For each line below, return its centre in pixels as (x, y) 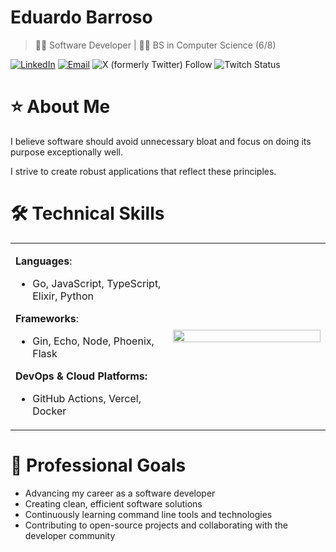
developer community (70, 535)
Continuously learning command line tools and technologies (148, 514)
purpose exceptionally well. (67, 152)
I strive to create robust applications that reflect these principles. (143, 171)
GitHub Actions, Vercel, (87, 398)
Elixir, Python (63, 296)
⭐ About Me (60, 107)
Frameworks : (47, 318)
